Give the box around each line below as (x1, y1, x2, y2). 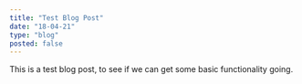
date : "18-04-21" (9, 22, 76, 31)
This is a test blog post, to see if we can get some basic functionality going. (9, 64, 294, 75)
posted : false (9, 38, 64, 48)
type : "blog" (9, 30, 59, 39)
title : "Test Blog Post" (9, 13, 104, 23)
